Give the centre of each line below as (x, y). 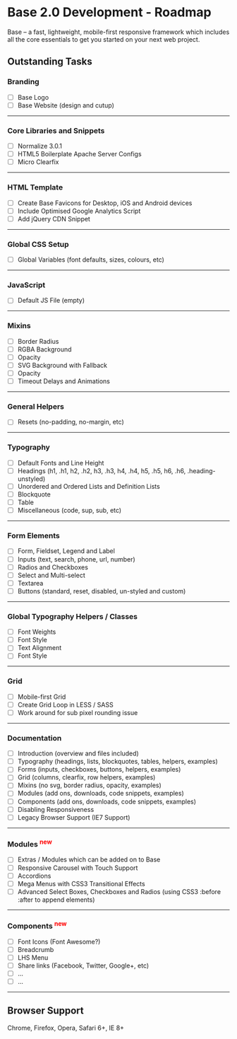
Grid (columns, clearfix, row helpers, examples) (86, 777)
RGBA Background (44, 349)
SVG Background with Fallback (62, 365)
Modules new (30, 843)
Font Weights (37, 632)
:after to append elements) (56, 900)
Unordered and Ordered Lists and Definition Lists (89, 486)
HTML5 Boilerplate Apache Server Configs (80, 154)
